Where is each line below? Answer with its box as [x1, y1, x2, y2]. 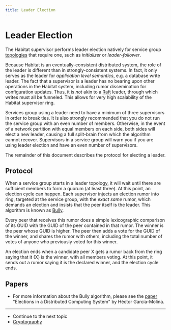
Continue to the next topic [12, 313, 68, 319]
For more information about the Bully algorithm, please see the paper [12, 293, 158, 299]
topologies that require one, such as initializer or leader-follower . [5, 52, 141, 58]
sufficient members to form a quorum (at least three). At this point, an [5, 186, 151, 192]
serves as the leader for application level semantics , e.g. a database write [5, 72, 160, 79]
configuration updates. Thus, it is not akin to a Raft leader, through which [5, 89, 158, 95]
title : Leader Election [5, 7, 56, 13]
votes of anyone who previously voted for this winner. [5, 239, 118, 245]
